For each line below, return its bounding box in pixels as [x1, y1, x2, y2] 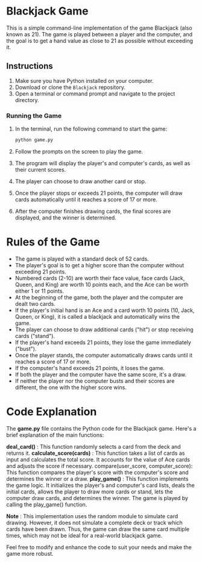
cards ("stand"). [14, 332, 55, 339]
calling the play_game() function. [6, 501, 87, 508]
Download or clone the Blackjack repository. [14, 83, 125, 91]
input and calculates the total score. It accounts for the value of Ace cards [6, 455, 191, 463]
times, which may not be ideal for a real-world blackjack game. [6, 532, 163, 539]
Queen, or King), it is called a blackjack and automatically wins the [14, 313, 180, 320]
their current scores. [14, 166, 66, 173]
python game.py [14, 137, 54, 143]
